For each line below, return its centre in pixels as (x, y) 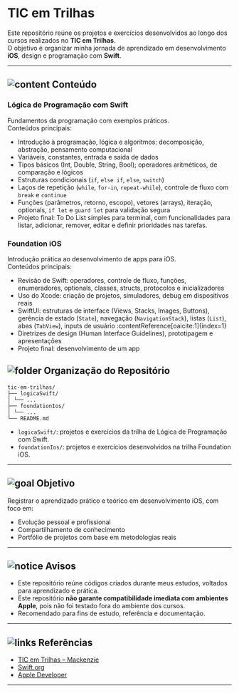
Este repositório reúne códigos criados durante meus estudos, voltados (122, 583)
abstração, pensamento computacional (75, 149)
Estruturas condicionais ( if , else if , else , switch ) (91, 179)
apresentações (39, 340)
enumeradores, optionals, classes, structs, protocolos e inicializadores (121, 288)
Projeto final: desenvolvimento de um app (79, 348)
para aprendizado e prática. (58, 591)
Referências (65, 642)
